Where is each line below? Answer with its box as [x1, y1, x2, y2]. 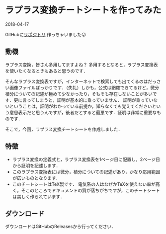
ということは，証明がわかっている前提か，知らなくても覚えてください [9, 103, 153, 109]
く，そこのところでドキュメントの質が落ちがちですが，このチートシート [12, 187, 161, 193]
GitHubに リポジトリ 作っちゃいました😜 [5, 31, 86, 37]
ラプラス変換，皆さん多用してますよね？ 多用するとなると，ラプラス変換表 [5, 62, 158, 68]
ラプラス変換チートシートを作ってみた [5, 4, 162, 16]
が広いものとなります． [12, 175, 61, 181]
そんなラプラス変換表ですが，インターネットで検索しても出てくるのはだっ [5, 78, 157, 84]
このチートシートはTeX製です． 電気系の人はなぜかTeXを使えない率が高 [12, 181, 160, 187]
